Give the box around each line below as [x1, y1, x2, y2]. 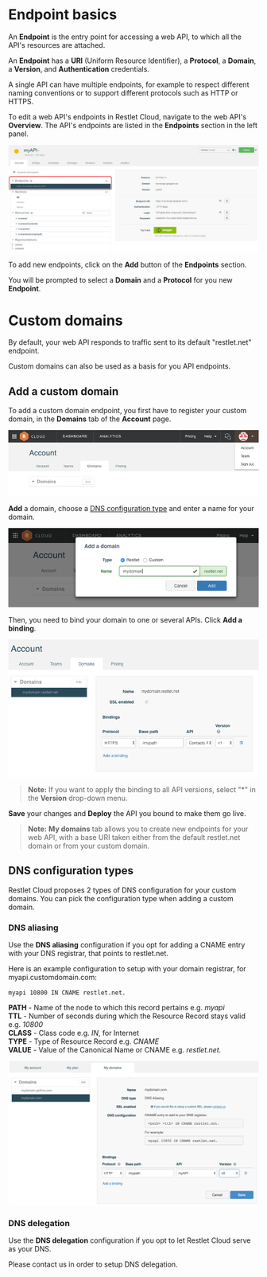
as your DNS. [8, 1244, 52, 1254]
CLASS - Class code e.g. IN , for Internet [8, 1029, 139, 1038]
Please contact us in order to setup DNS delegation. [8, 1259, 178, 1269]
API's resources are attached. [8, 40, 106, 49]
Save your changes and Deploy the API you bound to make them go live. [8, 809, 246, 818]
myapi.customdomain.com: [8, 973, 97, 982]
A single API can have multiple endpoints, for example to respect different [8, 80, 250, 89]
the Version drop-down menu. [27, 794, 128, 803]
